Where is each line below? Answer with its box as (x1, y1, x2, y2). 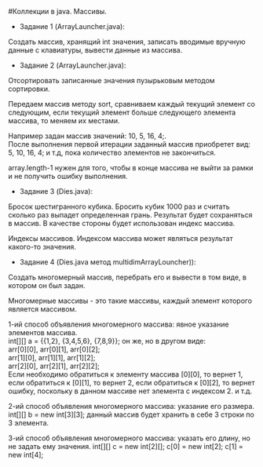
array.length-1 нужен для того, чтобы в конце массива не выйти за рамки (8, 163, 254, 172)
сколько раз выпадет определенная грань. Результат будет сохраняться (8, 210, 253, 219)
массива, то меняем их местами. (8, 116, 120, 125)
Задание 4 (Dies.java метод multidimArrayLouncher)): (19, 257, 196, 266)
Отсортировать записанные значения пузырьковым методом (8, 76, 215, 85)
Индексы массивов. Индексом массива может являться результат (8, 234, 233, 243)
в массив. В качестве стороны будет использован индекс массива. (8, 219, 236, 228)
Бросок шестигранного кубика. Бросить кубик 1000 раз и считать (8, 202, 230, 211)
